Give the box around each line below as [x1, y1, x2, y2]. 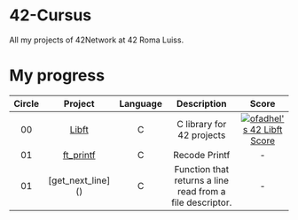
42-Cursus [9, 5, 92, 26]
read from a [176, 185, 226, 197]
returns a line [174, 174, 229, 186]
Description [176, 97, 228, 110]
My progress [9, 65, 105, 86]
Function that [174, 163, 230, 175]
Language [119, 97, 162, 110]
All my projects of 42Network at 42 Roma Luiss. [9, 34, 184, 45]
